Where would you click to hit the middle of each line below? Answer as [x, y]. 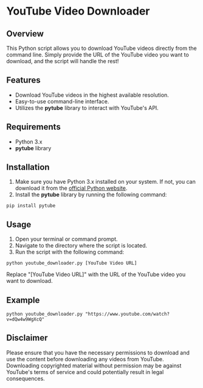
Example [23, 300]
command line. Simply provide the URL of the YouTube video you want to [98, 55]
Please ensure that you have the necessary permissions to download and [98, 352]
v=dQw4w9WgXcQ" [26, 320]
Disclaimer [27, 338]
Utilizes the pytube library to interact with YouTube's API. [87, 108]
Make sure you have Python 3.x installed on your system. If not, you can [105, 182]
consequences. [26, 378]
